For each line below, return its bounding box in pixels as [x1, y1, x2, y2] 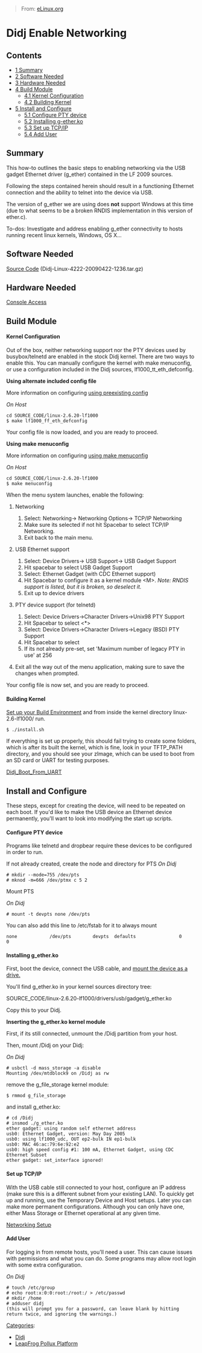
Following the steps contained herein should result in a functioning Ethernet [6, 182, 194, 189]
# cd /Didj [6, 1115, 34, 1121]
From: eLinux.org [21, 5, 64, 12]
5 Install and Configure [14, 105, 72, 112]
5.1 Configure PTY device [24, 111, 87, 119]
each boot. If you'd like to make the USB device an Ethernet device [6, 809, 172, 816]
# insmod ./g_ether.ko [6, 1120, 63, 1127]
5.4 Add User [24, 131, 57, 138]
